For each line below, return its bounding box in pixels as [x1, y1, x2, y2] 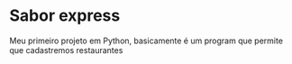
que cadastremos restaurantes [9, 44, 123, 55]
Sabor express [9, 5, 121, 26]
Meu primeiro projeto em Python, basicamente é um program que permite [9, 35, 284, 46]
